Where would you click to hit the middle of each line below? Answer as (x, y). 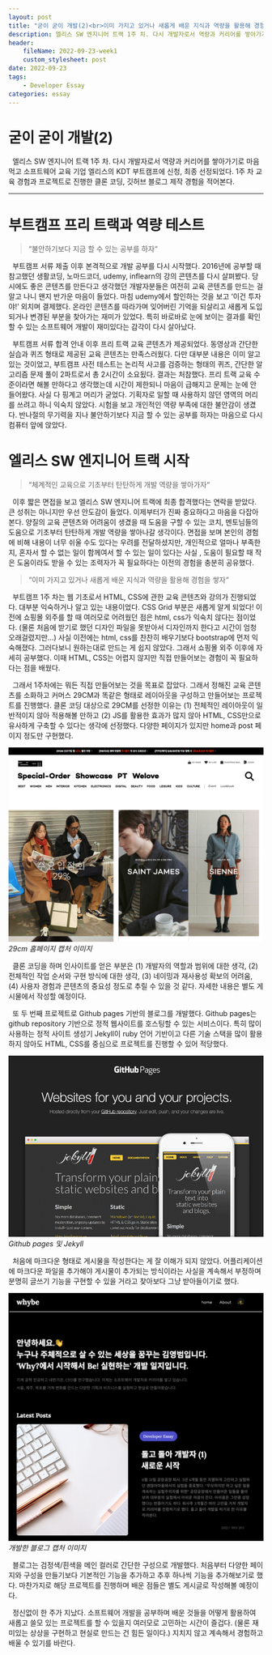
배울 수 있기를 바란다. (42, 1643)
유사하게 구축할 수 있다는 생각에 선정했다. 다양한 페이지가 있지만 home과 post (131, 725)
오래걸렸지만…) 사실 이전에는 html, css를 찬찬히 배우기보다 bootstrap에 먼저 (129, 638)
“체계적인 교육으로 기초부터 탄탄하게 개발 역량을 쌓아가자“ (119, 485)
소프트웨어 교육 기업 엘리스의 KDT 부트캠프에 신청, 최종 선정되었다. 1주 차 (138, 172)
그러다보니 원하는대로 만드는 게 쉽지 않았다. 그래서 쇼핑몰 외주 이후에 (147, 648)
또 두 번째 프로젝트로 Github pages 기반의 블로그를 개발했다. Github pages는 (134, 1014)
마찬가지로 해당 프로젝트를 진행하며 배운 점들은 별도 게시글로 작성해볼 (128, 1585)
